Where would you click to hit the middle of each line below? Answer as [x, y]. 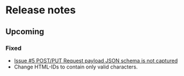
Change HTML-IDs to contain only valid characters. [76, 67]
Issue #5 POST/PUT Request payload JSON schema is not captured [96, 60]
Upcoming [25, 32]
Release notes [41, 10]
